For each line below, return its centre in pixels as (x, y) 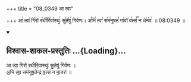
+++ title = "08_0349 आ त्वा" (40, 9)
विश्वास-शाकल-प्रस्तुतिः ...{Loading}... (66, 51)
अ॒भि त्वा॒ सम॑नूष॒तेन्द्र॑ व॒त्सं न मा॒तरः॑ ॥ (39, 72)
